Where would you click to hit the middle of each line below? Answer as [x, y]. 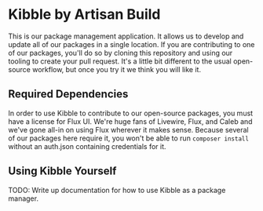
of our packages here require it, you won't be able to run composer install [129, 138]
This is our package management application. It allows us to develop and [126, 36]
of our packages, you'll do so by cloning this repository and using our [121, 53]
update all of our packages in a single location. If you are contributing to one [131, 44]
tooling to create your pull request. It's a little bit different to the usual [120, 61]
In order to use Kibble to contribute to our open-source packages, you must [131, 113]
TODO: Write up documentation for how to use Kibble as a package [117, 190]
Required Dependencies [68, 95]
